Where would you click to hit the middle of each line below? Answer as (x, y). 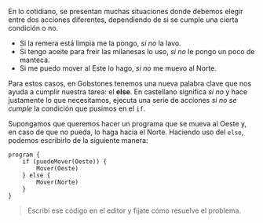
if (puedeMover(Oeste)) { (65, 162)
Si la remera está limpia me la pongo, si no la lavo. (100, 43)
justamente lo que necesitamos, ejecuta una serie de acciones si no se (122, 100)
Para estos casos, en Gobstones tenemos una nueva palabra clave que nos (130, 83)
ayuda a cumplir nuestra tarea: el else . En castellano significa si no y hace (128, 92)
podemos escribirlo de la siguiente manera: (78, 140)
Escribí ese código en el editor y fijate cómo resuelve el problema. (134, 210)
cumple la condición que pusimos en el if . (77, 108)
